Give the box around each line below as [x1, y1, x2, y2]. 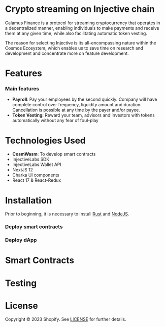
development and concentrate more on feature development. [5, 50, 129, 56]
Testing [5, 278, 37, 288]
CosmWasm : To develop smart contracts [12, 151, 96, 157]
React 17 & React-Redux [12, 177, 61, 183]
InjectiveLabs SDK [12, 157, 50, 163]
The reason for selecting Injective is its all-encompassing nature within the [5, 40, 157, 45]
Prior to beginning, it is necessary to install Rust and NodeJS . [5, 211, 130, 217]
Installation [5, 195, 52, 206]
